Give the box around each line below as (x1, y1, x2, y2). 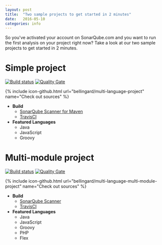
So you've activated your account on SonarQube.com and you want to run (5, 35, 157, 41)
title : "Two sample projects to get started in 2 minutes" (5, 12, 132, 17)
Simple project (5, 62, 66, 74)
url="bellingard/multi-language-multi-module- (63, 178, 157, 184)
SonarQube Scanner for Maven (19, 108, 83, 114)
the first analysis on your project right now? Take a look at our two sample (5, 40, 156, 46)
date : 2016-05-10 (5, 16, 45, 21)
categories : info (5, 21, 41, 26)
